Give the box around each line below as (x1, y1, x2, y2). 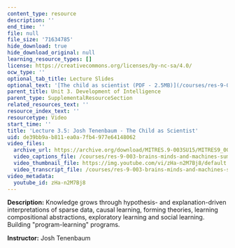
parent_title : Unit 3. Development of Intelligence (7, 88, 161, 95)
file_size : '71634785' (7, 36, 73, 43)
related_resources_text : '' (7, 101, 90, 108)
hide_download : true (7, 43, 68, 50)
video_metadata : (7, 173, 55, 180)
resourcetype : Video (7, 114, 68, 121)
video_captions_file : (13, 153, 77, 161)
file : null (7, 29, 39, 37)
